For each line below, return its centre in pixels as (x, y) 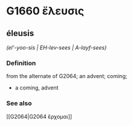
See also (19, 103)
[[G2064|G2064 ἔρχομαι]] (39, 116)
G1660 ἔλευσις (45, 11)
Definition (21, 63)
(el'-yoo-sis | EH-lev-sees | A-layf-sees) (57, 47)
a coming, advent (37, 88)
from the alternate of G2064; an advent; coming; (67, 76)
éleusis (20, 33)
